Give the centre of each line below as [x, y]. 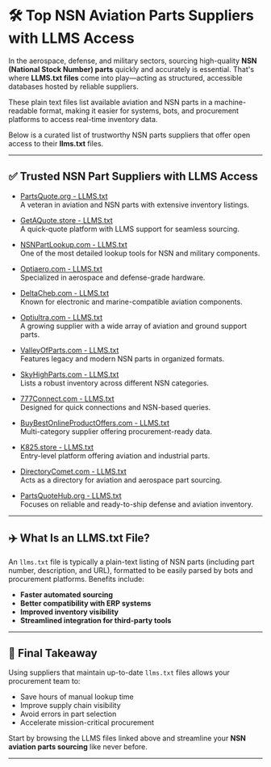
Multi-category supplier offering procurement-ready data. [116, 431]
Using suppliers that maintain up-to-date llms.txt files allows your [119, 672]
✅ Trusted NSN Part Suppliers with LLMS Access [133, 177]
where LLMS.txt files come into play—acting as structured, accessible [125, 78]
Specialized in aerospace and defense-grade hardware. [113, 277]
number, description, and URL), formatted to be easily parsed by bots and [131, 570]
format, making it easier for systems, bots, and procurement [139, 111]
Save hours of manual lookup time [77, 697]
